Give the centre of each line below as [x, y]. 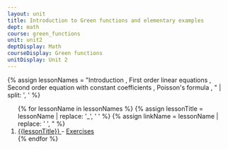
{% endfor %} [38, 138]
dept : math [23, 27]
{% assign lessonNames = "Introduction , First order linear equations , [109, 80]
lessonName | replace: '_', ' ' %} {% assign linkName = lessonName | [118, 116]
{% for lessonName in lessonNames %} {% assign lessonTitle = [110, 108]
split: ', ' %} [24, 95]
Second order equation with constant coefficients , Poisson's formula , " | [114, 87]
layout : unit [27, 14]
